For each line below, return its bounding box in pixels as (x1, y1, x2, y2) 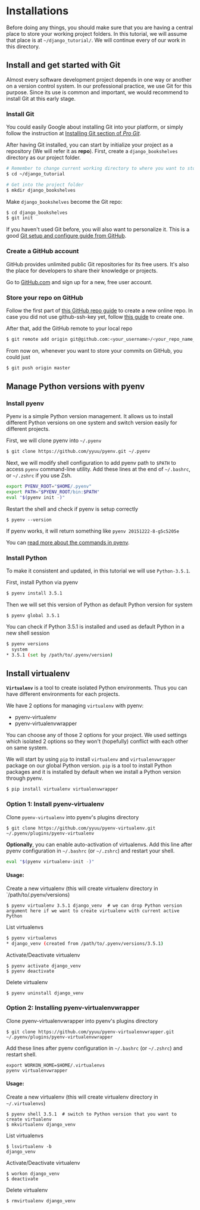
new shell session (6, 630, 50, 636)
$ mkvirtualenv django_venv (6, 1122, 76, 1128)
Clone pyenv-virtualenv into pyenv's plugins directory (6, 813, 139, 820)
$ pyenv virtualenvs (6, 935, 58, 941)
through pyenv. (6, 774, 43, 782)
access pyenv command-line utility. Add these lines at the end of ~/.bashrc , (6, 466, 190, 473)
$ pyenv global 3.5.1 (6, 612, 60, 618)
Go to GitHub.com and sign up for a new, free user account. (6, 278, 153, 285)
